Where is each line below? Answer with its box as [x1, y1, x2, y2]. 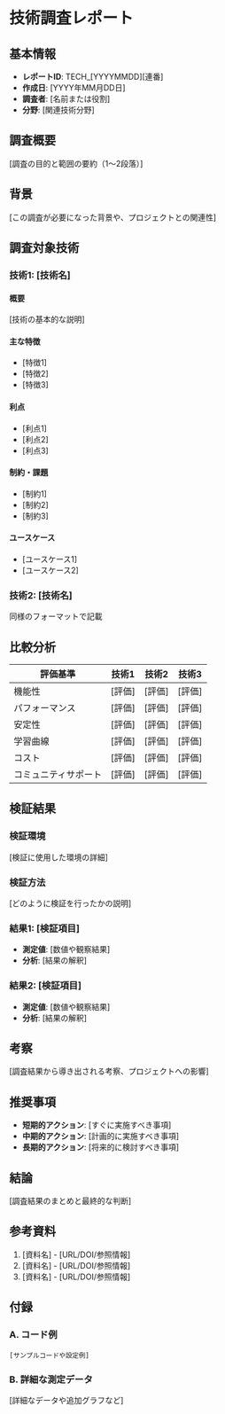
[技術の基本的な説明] [9, 314, 86, 324]
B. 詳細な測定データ [9, 1373, 93, 1386]
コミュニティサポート [13, 769, 103, 781]
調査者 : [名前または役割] [21, 94, 111, 104]
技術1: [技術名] [9, 269, 71, 281]
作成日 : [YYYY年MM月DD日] [21, 82, 126, 93]
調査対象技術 [9, 240, 80, 255]
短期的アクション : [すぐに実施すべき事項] [21, 1120, 172, 1130]
